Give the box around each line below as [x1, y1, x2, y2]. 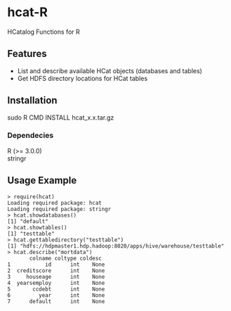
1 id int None [7, 261, 105, 268]
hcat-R [7, 4, 48, 20]
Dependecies [7, 131, 54, 141]
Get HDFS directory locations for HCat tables [17, 74, 148, 82]
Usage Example [7, 174, 77, 186]
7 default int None [7, 298, 105, 305]
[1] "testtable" [7, 230, 55, 237]
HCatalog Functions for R [7, 27, 80, 36]
